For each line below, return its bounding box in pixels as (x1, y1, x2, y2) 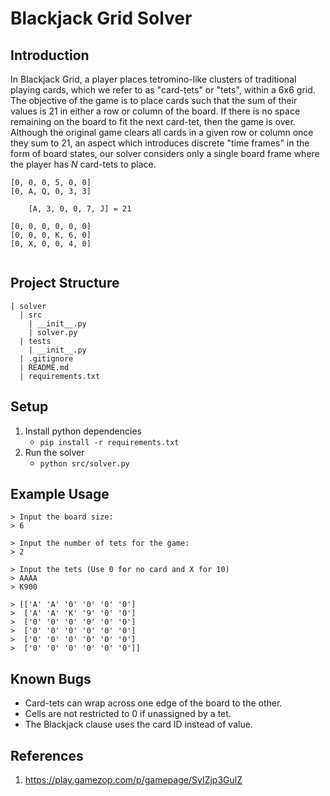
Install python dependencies (24, 425, 142, 437)
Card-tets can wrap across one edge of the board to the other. (24, 697, 283, 709)
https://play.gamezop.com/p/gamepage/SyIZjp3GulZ (24, 774, 243, 786)
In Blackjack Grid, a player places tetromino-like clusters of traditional (10, 73, 297, 85)
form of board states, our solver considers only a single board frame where (10, 148, 320, 159)
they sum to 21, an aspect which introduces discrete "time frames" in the (10, 137, 310, 149)
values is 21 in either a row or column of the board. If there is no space (10, 105, 301, 117)
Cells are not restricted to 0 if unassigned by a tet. (24, 708, 232, 720)
